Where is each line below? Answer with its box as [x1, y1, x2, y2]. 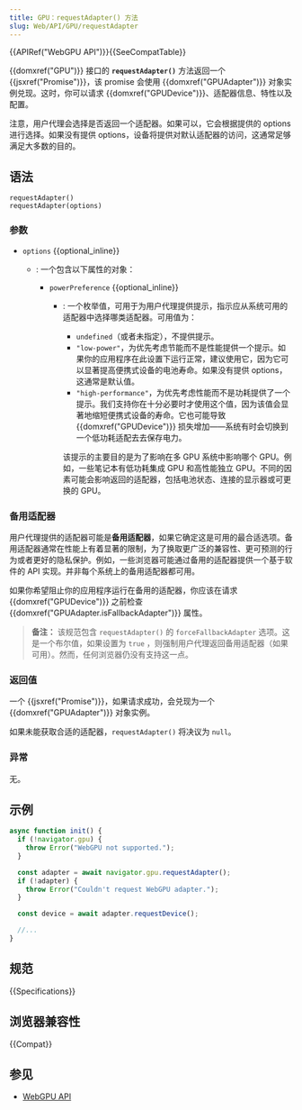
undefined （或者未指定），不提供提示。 [75, 331, 219, 341]
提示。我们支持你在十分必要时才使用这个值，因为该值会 [75, 398, 281, 409]
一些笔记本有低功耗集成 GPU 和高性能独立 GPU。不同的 [78, 462, 285, 473]
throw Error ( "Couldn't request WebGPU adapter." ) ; [25, 885, 219, 894]
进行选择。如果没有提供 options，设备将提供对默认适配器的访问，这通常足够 [9, 129, 291, 140]
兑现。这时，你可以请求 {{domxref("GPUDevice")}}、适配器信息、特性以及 [16, 87, 293, 98]
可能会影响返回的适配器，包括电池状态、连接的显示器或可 [70, 474, 284, 485]
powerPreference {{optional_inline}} [49, 281, 179, 293]
